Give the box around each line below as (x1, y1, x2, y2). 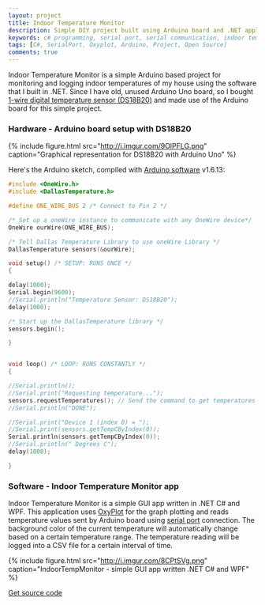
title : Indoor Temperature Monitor (8, 19, 125, 27)
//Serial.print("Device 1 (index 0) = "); (8, 418, 150, 426)
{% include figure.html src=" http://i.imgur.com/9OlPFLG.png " (8, 142, 207, 151)
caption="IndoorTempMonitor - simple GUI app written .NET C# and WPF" (8, 565, 250, 574)
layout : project (8, 11, 62, 20)
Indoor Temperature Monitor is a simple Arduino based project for (8, 70, 222, 79)
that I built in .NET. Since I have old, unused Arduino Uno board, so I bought (8, 87, 254, 96)
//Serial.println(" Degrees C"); (8, 441, 118, 448)
